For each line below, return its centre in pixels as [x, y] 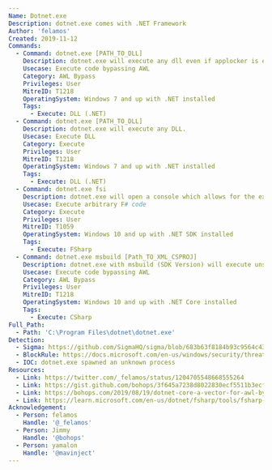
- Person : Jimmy [43, 430]
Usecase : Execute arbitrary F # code [85, 204]
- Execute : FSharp [61, 250]
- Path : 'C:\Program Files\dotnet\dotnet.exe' [96, 332]
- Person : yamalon [47, 445]
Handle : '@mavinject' [59, 453]
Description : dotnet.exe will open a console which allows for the [139, 197]
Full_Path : [27, 325]
